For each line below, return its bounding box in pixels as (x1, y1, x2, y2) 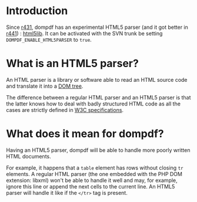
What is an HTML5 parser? (6, 57, 139, 70)
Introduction (6, 4, 68, 18)
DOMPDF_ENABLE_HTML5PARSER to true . (6, 36, 92, 43)
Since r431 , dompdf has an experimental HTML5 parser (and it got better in (6, 24, 188, 31)
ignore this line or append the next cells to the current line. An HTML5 (6, 183, 175, 190)
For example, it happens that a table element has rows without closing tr (6, 164, 183, 171)
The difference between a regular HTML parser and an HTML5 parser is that (6, 94, 191, 101)
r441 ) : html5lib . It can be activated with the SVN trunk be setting (6, 29, 163, 37)
